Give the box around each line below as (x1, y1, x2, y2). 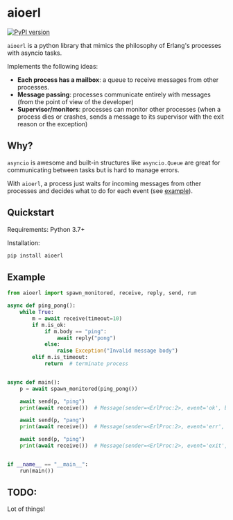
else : (44, 341, 60, 348)
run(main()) (19, 467, 54, 474)
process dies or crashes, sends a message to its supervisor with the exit (17, 112, 224, 121)
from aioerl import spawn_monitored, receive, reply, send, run (7, 290, 197, 296)
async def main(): (7, 378, 60, 386)
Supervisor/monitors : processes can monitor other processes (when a (17, 105, 221, 113)
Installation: (7, 238, 40, 247)
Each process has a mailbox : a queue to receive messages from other (17, 75, 219, 84)
